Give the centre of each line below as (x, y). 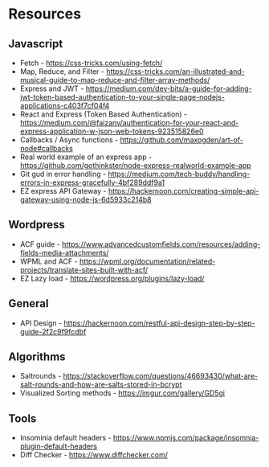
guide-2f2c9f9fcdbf (53, 331)
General (29, 303)
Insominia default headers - (65, 438)
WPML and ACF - (49, 261)
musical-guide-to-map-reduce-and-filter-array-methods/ (115, 80)
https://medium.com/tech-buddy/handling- (179, 174)
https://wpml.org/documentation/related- (147, 261)
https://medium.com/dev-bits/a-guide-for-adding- (169, 88)
